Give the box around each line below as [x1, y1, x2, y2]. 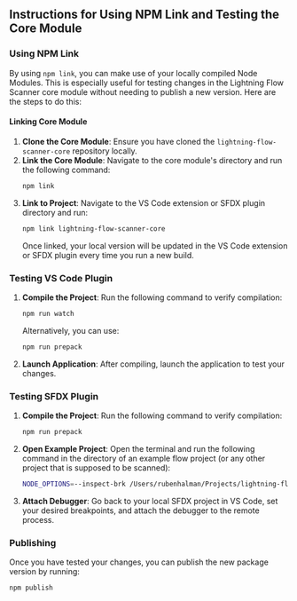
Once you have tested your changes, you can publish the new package [9, 557, 269, 567]
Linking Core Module [9, 116, 88, 127]
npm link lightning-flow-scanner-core [21, 224, 166, 233]
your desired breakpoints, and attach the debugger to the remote [21, 505, 260, 516]
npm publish [9, 583, 53, 593]
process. [21, 514, 55, 525]
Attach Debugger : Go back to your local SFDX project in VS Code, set [21, 495, 278, 506]
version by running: [9, 566, 80, 577]
